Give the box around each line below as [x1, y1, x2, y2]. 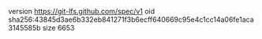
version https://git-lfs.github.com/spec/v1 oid [8, 7, 155, 16]
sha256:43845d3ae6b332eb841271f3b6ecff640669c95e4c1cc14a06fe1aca [8, 15, 254, 24]
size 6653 [42, 23, 75, 32]
